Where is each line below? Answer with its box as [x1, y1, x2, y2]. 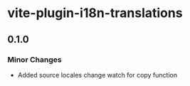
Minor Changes [7, 55, 62, 65]
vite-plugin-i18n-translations [7, 5, 183, 21]
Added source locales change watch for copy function [17, 70, 178, 79]
